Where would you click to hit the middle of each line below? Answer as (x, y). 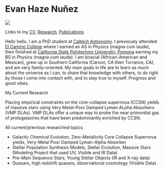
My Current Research (27, 92)
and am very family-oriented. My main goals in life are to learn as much (77, 67)
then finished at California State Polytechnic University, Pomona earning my (82, 52)
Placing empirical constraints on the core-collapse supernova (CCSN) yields (82, 102)
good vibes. (17, 83)
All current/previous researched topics (44, 127)
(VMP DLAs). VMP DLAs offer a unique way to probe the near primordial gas (82, 113)
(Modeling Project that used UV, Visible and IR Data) (65, 152)
